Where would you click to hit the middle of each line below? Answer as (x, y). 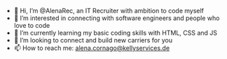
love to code (32, 25)
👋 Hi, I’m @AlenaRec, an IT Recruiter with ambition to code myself (109, 11)
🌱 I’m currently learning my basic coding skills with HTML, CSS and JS (116, 33)
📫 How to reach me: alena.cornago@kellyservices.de (92, 48)
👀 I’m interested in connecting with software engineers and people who (117, 18)
